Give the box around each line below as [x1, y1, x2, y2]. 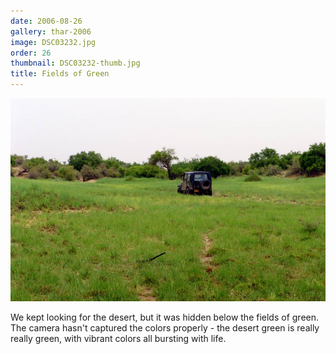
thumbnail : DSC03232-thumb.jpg [10, 58, 141, 69]
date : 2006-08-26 [10, 16, 83, 26]
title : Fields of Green [10, 69, 110, 79]
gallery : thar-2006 [10, 26, 92, 37]
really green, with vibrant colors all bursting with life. [10, 333, 227, 345]
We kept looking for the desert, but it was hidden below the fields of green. [10, 311, 320, 324]
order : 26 [10, 48, 52, 58]
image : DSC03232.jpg [10, 37, 97, 47]
